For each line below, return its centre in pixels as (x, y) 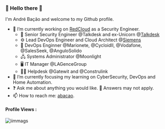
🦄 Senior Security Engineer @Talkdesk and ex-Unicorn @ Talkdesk (90, 35)
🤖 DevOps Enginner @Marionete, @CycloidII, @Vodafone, (81, 45)
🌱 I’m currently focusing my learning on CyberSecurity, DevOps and (84, 77)
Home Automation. (32, 82)
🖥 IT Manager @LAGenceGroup (53, 64)
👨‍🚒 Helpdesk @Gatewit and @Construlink (64, 71)
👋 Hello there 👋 (24, 8)
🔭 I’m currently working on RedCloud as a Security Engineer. (76, 29)
